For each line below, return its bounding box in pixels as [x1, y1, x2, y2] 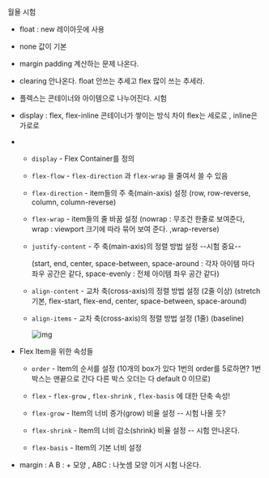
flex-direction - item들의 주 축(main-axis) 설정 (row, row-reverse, [31, 188, 251, 197]
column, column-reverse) [31, 197, 117, 207]
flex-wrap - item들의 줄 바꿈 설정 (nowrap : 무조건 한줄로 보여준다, [31, 214, 245, 223]
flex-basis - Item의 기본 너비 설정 [31, 443, 143, 452]
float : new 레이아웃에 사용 [19, 24, 105, 34]
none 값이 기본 [19, 41, 67, 51]
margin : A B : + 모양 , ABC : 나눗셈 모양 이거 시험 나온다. [19, 460, 202, 469]
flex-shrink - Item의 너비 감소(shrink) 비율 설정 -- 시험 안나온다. [31, 425, 240, 435]
